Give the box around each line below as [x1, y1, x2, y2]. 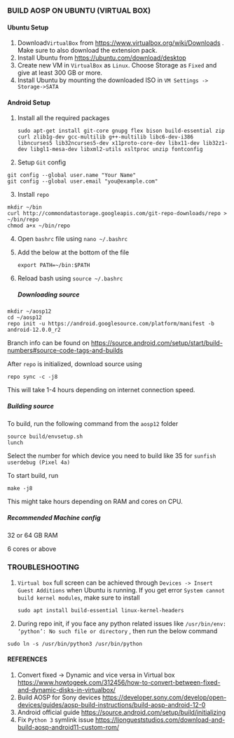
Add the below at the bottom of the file [17, 248, 130, 257]
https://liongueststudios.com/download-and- [95, 716, 226, 724]
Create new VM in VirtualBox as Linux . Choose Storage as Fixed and [17, 61, 217, 70]
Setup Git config [17, 158, 67, 167]
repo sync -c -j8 [7, 373, 58, 381]
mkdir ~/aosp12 [7, 308, 52, 315]
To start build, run [7, 472, 59, 480]
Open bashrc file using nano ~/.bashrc [17, 235, 128, 243]
